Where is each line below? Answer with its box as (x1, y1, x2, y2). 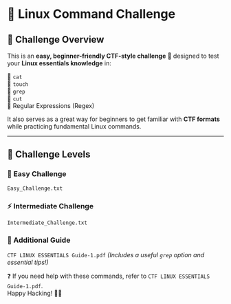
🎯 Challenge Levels (7, 149, 91, 160)
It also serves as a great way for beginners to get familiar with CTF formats (7, 115, 220, 123)
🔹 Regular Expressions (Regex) (7, 102, 95, 109)
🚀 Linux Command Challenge (7, 6, 176, 22)
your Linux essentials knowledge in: (7, 59, 112, 67)
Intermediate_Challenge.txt (7, 219, 88, 226)
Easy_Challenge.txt (7, 185, 63, 192)
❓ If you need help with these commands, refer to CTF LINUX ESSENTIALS (7, 272, 210, 281)
